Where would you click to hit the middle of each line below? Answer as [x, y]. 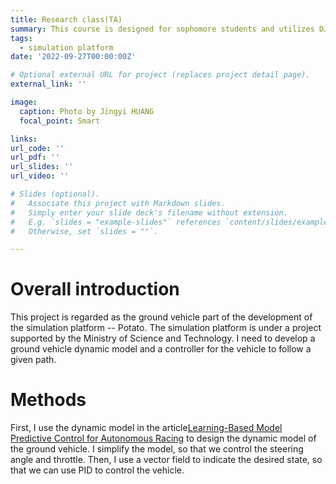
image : [24, 102]
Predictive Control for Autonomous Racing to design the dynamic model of [163, 438]
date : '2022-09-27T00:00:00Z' [73, 57]
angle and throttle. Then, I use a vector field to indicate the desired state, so [166, 460]
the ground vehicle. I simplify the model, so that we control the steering [157, 449]
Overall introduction [95, 289]
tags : [21, 38]
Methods [48, 400]
